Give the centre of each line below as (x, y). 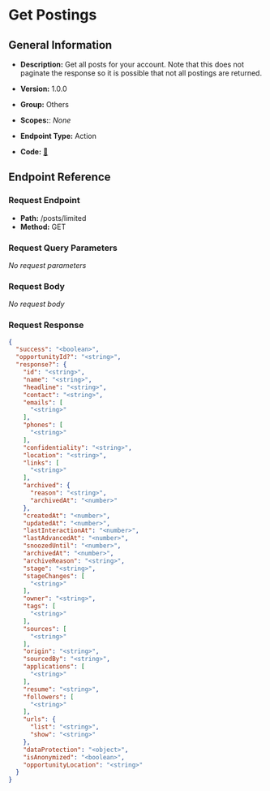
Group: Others (44, 104)
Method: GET (43, 227)
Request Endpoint (44, 201)
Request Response (46, 325)
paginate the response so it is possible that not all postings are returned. (141, 73)
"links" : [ (41, 463)
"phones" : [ (43, 425)
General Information (60, 45)
